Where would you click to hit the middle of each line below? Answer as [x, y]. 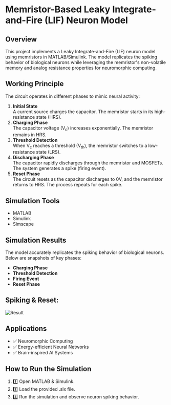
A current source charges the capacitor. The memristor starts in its [83, 112]
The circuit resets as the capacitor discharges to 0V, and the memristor [88, 179]
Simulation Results [36, 240]
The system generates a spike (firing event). [59, 168]
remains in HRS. [30, 135]
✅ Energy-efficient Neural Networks [51, 347]
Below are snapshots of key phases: [44, 258]
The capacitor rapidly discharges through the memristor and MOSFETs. [88, 163]
